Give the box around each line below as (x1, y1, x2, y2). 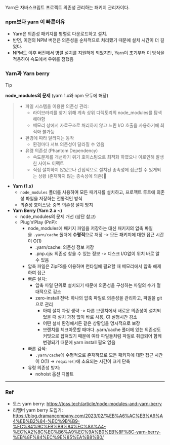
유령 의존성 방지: (27, 364, 61, 370)
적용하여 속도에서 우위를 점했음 (12, 56, 74, 62)
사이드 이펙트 (38, 160, 64, 166)
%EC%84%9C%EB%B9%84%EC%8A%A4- (12, 423, 106, 429)
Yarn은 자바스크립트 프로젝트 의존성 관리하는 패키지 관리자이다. (5, 5, 130, 10)
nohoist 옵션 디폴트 (35, 370, 74, 377)
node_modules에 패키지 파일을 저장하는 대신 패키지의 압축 (27, 225, 144, 231)
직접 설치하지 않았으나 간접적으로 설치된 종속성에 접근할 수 (32, 166, 148, 172)
